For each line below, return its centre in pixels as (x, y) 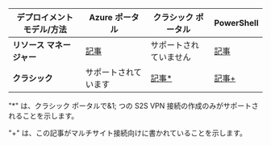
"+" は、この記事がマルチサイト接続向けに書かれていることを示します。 (128, 133)
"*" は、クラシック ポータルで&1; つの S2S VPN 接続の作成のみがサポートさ (133, 106)
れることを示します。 (44, 116)
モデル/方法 (45, 29)
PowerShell (236, 23)
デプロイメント (45, 17)
